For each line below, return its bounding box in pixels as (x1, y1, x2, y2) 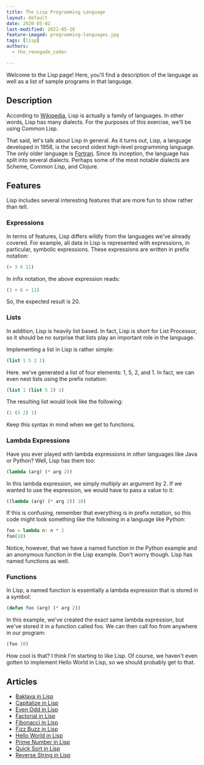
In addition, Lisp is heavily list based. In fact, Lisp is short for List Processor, (6, 327, 198, 334)
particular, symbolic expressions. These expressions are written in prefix (6, 245, 190, 253)
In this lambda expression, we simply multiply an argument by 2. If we (6, 480, 183, 487)
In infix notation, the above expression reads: (6, 275, 121, 282)
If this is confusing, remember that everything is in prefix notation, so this (6, 509, 191, 517)
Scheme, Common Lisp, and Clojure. (6, 163, 99, 170)
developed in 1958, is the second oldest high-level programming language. (6, 143, 195, 150)
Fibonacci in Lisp (15, 719, 58, 726)
